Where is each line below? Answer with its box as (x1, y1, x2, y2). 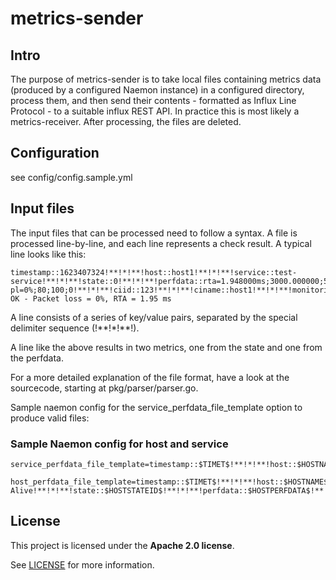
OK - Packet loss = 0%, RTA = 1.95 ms (10, 293, 172, 304)
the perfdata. (10, 352, 64, 364)
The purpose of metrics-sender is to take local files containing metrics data (10, 73, 322, 85)
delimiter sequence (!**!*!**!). (10, 322, 140, 334)
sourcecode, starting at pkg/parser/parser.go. (10, 382, 199, 394)
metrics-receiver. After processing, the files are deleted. (10, 116, 242, 127)
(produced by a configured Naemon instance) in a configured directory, (10, 84, 305, 96)
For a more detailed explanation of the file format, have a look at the (10, 371, 290, 383)
